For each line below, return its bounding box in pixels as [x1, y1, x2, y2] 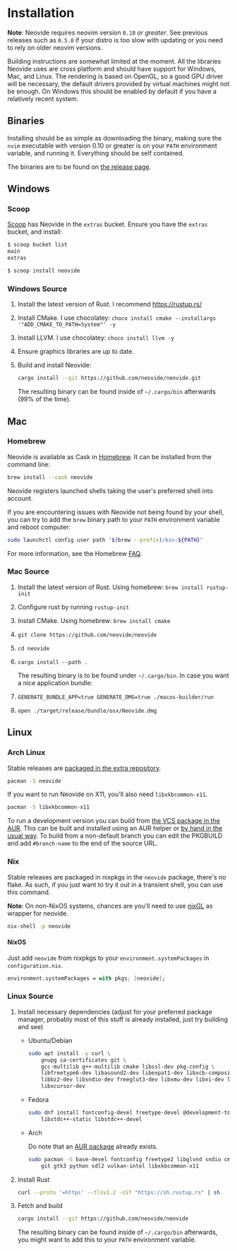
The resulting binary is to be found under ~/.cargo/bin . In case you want [17, 671, 229, 680]
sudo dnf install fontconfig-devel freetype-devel [28, 1109, 181, 1117]
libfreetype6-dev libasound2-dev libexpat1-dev [41, 1069, 183, 1077]
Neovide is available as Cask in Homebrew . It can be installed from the [7, 452, 212, 461]
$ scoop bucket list [7, 242, 68, 249]
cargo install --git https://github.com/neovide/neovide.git [17, 374, 202, 382]
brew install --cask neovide [7, 473, 93, 481]
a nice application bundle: [17, 678, 93, 687]
